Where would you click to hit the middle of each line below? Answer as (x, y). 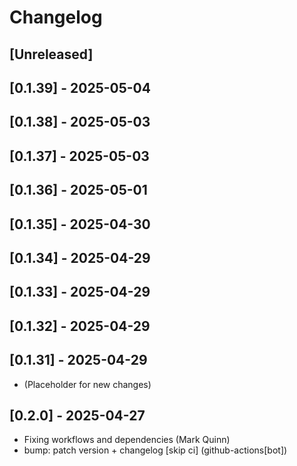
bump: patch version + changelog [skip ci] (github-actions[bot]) (155, 450)
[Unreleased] (51, 54)
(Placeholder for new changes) (87, 384)
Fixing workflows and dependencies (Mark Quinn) (127, 440)
